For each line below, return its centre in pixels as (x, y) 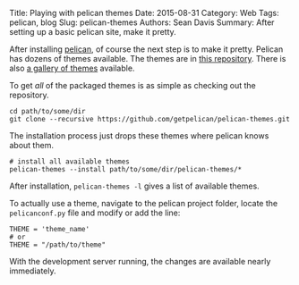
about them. (31, 145)
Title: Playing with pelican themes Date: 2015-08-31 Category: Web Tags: (144, 13)
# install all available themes (69, 162)
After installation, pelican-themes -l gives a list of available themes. (134, 186)
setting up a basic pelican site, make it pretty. (93, 32)
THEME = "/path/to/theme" (57, 245)
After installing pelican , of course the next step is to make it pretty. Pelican (146, 49)
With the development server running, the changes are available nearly (140, 261)
